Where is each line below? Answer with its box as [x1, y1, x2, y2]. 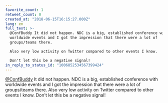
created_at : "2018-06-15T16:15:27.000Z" [5, 16, 91, 21]
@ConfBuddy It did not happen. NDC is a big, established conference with [5, 76, 158, 82]
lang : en [5, 21, 23, 26]
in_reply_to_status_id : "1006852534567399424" [5, 62, 104, 67]
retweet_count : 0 [5, 12, 41, 17]
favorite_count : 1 [5, 7, 43, 12]
